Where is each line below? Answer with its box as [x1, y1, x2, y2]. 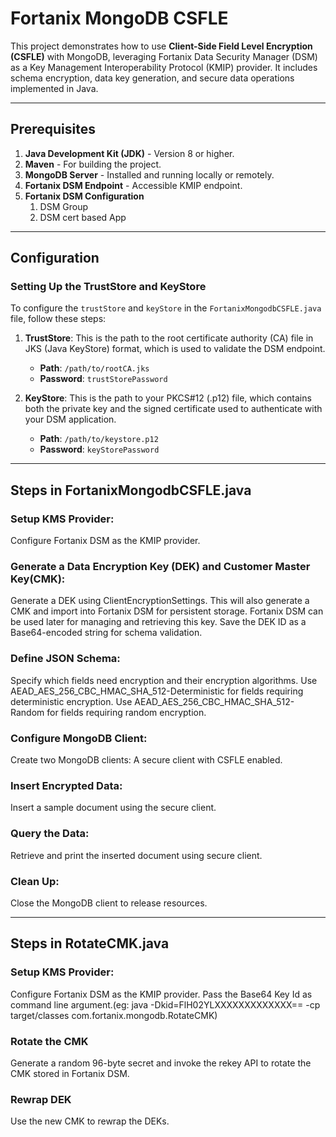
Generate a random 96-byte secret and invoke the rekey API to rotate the [10, 1057, 312, 1069]
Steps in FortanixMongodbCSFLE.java [10, 482, 252, 499]
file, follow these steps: [10, 313, 107, 325]
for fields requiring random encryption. [46, 706, 207, 718]
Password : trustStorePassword [39, 373, 168, 385]
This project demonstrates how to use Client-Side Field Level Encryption [10, 40, 313, 52]
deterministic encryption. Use [10, 695, 133, 707]
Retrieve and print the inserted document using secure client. [10, 849, 263, 861]
